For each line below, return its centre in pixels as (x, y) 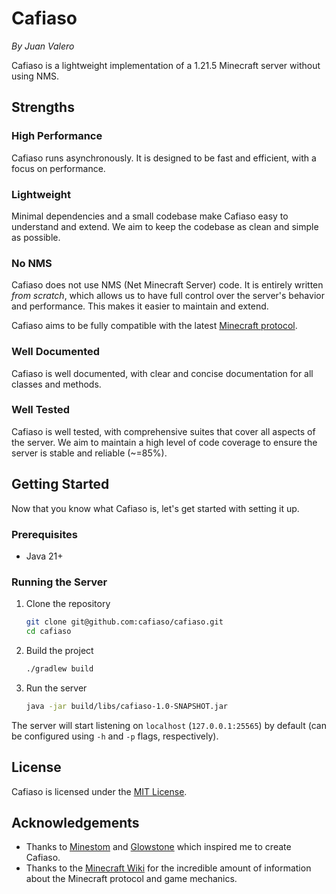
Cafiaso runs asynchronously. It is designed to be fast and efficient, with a (164, 158)
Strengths (43, 107)
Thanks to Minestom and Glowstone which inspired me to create (158, 847)
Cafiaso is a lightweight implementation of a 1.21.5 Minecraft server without (166, 65)
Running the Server (59, 582)
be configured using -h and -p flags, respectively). (115, 736)
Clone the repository (68, 604)
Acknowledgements (75, 822)
